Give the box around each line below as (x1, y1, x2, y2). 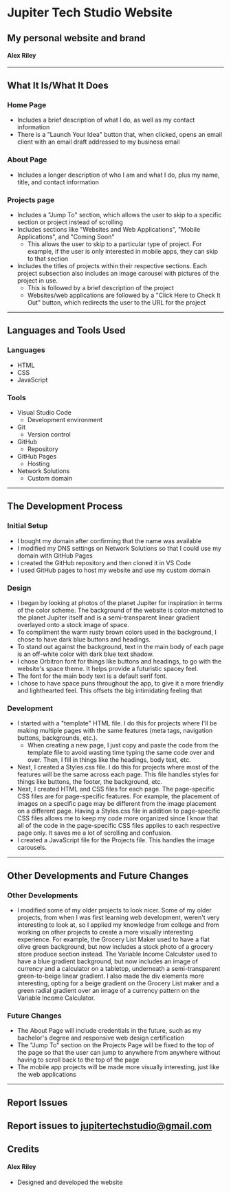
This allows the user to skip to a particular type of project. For (27, 240, 202, 248)
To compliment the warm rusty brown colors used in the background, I (16, 628, 217, 637)
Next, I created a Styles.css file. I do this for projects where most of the (16, 763, 219, 771)
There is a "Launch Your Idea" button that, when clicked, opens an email (16, 131, 222, 139)
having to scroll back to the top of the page (16, 1055, 140, 1064)
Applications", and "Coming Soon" (16, 232, 115, 241)
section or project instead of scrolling (16, 218, 124, 226)
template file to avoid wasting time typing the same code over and (27, 748, 214, 757)
